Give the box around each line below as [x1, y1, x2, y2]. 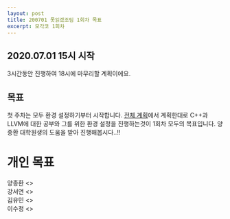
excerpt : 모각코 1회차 [7, 23, 65, 30]
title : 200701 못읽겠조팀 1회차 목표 [7, 16, 102, 23]
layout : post [7, 10, 45, 17]
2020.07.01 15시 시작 [7, 49, 95, 62]
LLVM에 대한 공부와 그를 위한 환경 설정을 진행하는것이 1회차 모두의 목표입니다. [7, 119, 216, 128]
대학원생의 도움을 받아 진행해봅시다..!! [19, 128, 121, 136]
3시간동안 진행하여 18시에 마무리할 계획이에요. [7, 69, 131, 78]
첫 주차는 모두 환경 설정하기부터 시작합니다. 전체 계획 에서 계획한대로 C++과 [7, 111, 208, 119]
